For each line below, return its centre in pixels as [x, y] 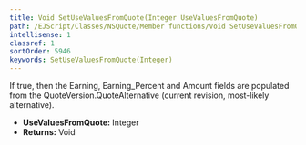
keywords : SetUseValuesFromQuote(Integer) [91, 60]
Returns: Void [49, 132]
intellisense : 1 [40, 34]
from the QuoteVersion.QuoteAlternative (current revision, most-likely [139, 95]
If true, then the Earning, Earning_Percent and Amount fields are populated [149, 86]
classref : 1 [32, 43]
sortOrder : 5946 [40, 52]
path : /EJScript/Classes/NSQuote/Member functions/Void [117, 26]
